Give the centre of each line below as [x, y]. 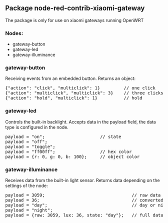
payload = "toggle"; [30, 146]
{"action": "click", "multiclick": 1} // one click [80, 88]
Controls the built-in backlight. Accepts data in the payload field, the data [80, 121]
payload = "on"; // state [63, 136]
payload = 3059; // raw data [83, 195]
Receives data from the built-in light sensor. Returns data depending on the [82, 180]
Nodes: [14, 33]
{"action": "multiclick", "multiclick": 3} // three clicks [84, 93]
